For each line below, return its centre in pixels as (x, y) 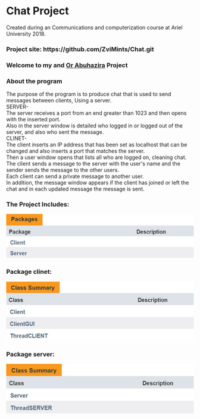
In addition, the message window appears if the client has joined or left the (98, 183)
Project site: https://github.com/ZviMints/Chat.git (80, 49)
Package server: (30, 354)
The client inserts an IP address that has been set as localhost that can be (97, 145)
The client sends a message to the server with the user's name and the (93, 164)
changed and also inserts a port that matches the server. (76, 151)
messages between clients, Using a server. (59, 101)
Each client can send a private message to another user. (75, 176)
